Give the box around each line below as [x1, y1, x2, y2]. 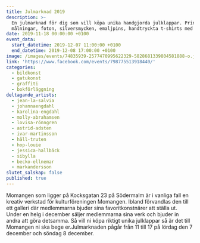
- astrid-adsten [11, 125, 52, 131]
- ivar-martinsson [11, 131, 58, 137]
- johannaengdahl [11, 103, 55, 109]
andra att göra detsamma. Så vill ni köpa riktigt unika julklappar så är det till [6, 217, 190, 224]
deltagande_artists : [6, 92, 58, 98]
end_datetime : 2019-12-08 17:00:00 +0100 [11, 48, 116, 54]
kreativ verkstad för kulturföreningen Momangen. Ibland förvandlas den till [6, 198, 189, 205]
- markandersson [11, 164, 52, 170]
